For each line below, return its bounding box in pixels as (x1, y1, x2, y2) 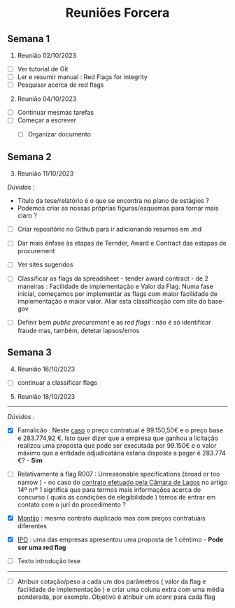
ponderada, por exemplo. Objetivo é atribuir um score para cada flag (17, 593, 215, 601)
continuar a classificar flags (17, 379, 98, 387)
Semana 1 (7, 33, 50, 45)
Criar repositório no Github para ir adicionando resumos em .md (17, 225, 202, 234)
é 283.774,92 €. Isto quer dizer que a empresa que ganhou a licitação (17, 434, 219, 442)
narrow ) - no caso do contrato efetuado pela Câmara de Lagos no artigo (17, 478, 228, 486)
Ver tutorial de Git (17, 65, 69, 73)
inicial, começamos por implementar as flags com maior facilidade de (17, 290, 218, 298)
